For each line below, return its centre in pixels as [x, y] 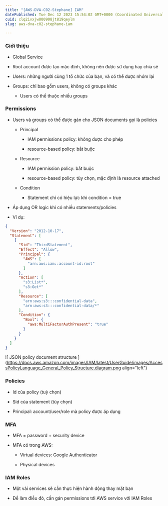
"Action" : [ [31, 278]
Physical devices [37, 465]
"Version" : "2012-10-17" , [37, 231]
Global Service [27, 57]
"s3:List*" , [36, 282]
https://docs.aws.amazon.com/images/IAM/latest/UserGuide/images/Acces [85, 363]
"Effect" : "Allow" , [38, 250]
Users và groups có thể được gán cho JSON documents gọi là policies [85, 120]
